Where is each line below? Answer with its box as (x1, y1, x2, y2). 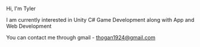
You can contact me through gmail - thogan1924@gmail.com (6, 34, 156, 41)
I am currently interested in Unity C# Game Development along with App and (6, 16, 195, 23)
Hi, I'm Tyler (6, 5, 36, 12)
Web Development (6, 23, 52, 29)
